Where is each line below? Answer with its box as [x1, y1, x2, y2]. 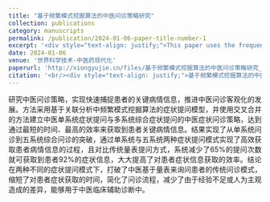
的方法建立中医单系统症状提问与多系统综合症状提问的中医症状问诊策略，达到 [8, 114, 262, 124]
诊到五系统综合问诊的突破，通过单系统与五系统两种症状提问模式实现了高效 [8, 134, 255, 144]
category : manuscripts [8, 26, 84, 34]
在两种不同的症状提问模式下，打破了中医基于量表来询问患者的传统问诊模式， [8, 164, 262, 174]
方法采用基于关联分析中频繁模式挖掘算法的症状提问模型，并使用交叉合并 [22, 104, 262, 114]
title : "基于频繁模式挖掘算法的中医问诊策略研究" [8, 11, 155, 20]
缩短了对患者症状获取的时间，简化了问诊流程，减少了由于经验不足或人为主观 [8, 174, 262, 184]
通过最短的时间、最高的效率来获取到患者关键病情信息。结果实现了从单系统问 [8, 124, 262, 134]
